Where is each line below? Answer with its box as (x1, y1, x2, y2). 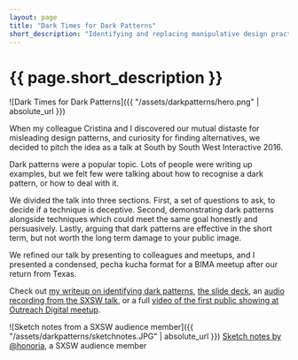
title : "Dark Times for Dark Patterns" (9, 21, 157, 30)
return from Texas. (9, 269, 77, 280)
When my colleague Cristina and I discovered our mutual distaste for (9, 123, 260, 134)
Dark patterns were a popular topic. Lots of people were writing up (9, 159, 253, 170)
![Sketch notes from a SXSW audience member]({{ (9, 322, 193, 333)
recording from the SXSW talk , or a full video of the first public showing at (9, 295, 279, 306)
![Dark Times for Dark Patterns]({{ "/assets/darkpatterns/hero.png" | (9, 96, 260, 107)
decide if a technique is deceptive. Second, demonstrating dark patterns (9, 204, 274, 215)
